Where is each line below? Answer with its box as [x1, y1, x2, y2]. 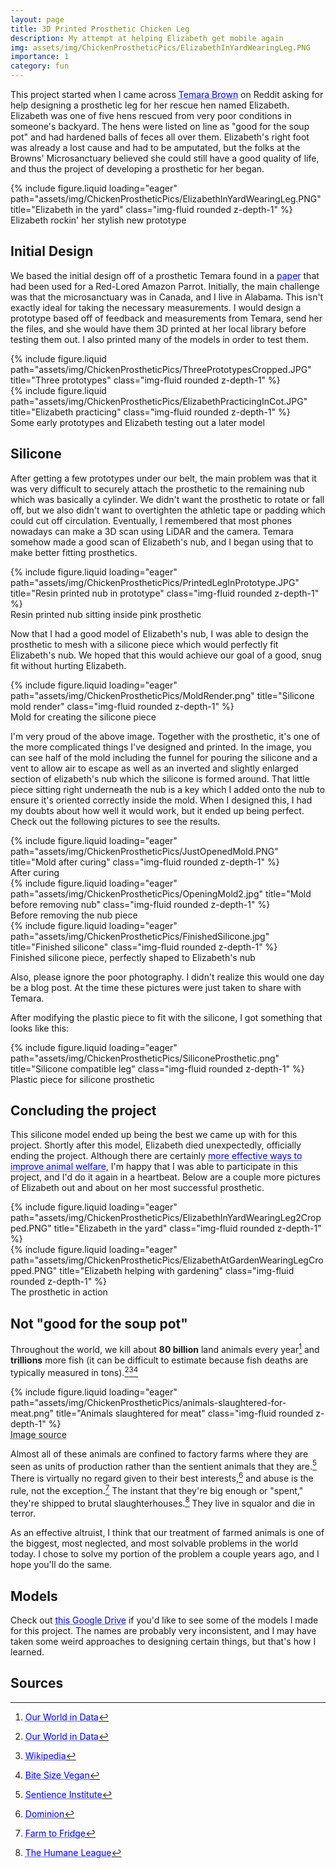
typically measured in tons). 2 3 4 [10, 1364, 139, 1378]
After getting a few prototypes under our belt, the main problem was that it [10, 472, 317, 484]
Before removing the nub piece [10, 909, 138, 921]
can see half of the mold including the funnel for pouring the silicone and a [10, 751, 318, 763]
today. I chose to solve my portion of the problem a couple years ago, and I [10, 1548, 320, 1560]
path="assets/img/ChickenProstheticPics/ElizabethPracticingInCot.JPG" [10, 395, 308, 407]
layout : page [10, 14, 65, 25]
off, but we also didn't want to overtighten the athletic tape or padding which [10, 504, 326, 516]
